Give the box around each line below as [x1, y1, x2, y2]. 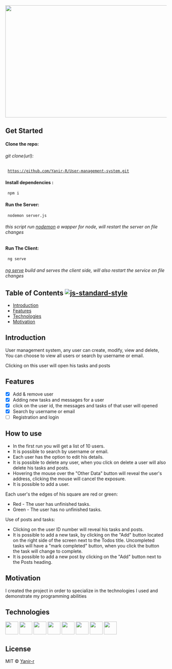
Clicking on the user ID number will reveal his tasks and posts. [12, 526, 144, 533]
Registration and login [12, 414, 59, 420]
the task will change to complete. [12, 548, 83, 554]
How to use [5, 429, 42, 438]
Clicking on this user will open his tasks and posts [5, 362, 111, 368]
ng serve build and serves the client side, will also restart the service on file [5, 267, 165, 273]
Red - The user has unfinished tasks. [12, 501, 91, 507]
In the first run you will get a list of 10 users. [12, 443, 105, 449]
